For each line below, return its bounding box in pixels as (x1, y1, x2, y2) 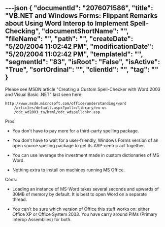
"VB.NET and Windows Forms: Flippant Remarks (5, 12, 158, 20)
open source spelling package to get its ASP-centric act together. (12, 142, 145, 148)
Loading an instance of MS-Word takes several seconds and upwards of (12, 186, 159, 192)
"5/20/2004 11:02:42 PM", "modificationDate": (5, 42, 154, 51)
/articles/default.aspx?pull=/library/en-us (14, 105, 107, 110)
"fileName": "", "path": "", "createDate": (5, 34, 133, 43)
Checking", (5, 27, 40, 35)
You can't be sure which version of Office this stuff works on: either (12, 206, 150, 212)
